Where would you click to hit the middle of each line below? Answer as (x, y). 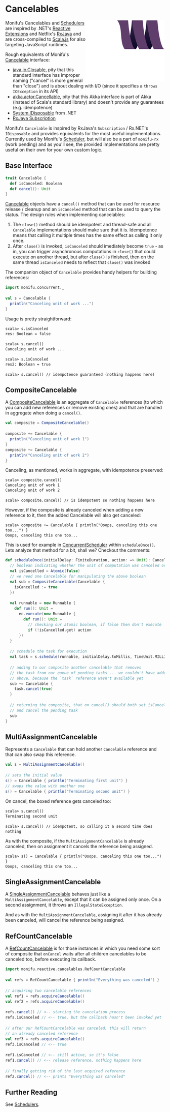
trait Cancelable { (26, 178)
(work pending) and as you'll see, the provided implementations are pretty (82, 144)
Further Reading (31, 1092)
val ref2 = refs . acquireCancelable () (45, 1001)
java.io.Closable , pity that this (43, 70)
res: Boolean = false (28, 334)
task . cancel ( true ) (34, 689)
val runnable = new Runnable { (43, 603)
